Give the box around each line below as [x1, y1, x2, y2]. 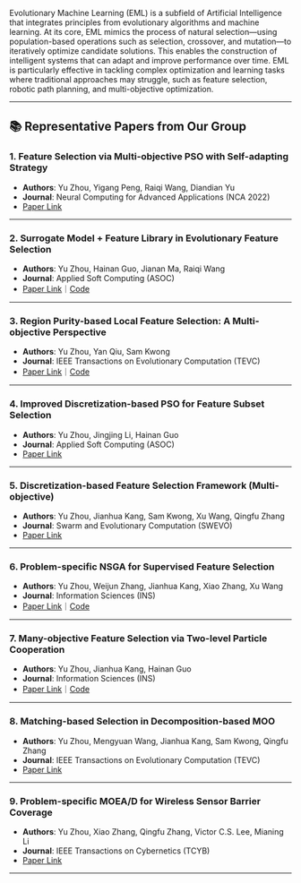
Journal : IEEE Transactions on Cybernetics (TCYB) [21, 845, 211, 856]
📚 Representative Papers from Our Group [9, 119, 247, 134]
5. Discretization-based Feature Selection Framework [9, 479, 247, 492]
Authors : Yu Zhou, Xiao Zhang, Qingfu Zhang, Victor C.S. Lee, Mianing [21, 827, 284, 837]
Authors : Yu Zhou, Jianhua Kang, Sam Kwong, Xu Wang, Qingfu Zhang [21, 510, 285, 521]
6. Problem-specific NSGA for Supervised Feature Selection [9, 560, 275, 572]
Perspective [52, 326, 107, 339]
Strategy [9, 161, 48, 174]
